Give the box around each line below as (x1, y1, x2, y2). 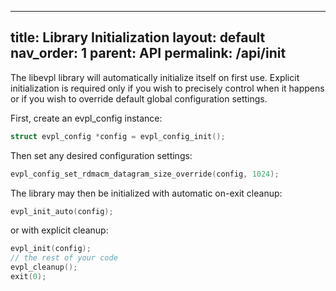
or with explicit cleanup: (10, 224, 109, 236)
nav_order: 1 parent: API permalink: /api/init (10, 45, 287, 62)
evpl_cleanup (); (10, 262, 78, 273)
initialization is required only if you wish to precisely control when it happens (10, 82, 325, 94)
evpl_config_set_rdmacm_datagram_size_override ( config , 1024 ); (10, 169, 280, 179)
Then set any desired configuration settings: (10, 149, 193, 161)
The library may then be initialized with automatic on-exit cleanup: (10, 187, 283, 199)
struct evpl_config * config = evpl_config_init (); (10, 131, 226, 141)
